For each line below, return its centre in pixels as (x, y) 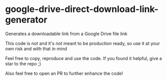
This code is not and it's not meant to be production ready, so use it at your (82, 43)
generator (26, 20)
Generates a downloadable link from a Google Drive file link (66, 33)
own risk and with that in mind (36, 48)
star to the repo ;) (23, 63)
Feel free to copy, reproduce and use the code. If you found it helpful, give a (84, 58)
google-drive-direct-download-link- (82, 9)
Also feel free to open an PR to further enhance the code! (64, 73)
